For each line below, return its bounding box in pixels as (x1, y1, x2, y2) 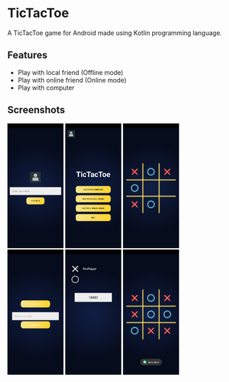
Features (7, 49, 48, 61)
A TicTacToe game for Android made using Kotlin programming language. (7, 29, 223, 37)
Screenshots (7, 104, 65, 116)
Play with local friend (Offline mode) (17, 68, 124, 76)
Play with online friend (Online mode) (17, 76, 127, 84)
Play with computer (17, 83, 75, 92)
